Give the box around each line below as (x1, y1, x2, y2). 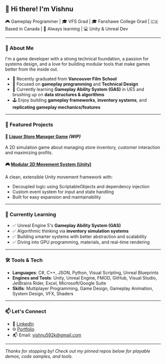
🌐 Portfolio (12, 326, 35, 332)
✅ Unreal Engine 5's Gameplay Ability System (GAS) (12, 222, 121, 228)
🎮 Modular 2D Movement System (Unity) (5, 161, 92, 167)
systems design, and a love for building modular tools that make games (5, 61, 150, 67)
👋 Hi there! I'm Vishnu (5, 5, 74, 13)
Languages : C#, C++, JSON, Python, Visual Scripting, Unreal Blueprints (12, 270, 159, 276)
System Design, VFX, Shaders (12, 291, 74, 297)
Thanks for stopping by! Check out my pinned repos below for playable (5, 348, 151, 354)
